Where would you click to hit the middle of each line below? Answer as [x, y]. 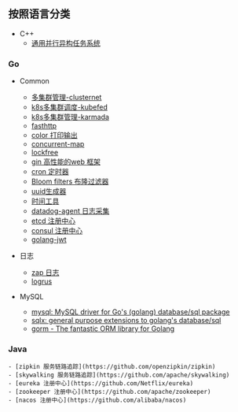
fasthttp [44, 126]
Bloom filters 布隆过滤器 [70, 182]
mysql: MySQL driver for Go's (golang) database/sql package [130, 312]
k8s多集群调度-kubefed [69, 107]
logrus [42, 281]
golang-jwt [49, 239]
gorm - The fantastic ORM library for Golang [103, 328]
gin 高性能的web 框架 [66, 162]
